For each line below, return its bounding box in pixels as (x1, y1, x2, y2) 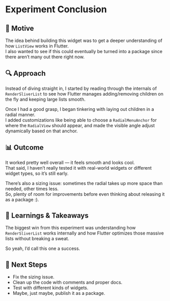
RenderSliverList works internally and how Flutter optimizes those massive (5, 230, 164, 236)
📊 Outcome (5, 143, 44, 152)
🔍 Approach (5, 69, 46, 78)
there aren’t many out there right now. (5, 54, 85, 60)
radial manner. (5, 111, 36, 118)
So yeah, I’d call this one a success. (5, 245, 80, 251)
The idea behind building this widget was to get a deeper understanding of (5, 37, 162, 43)
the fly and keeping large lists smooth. (5, 96, 86, 102)
